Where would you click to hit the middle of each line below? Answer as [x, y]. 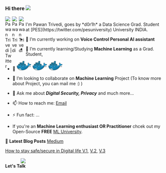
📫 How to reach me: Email [39, 103]
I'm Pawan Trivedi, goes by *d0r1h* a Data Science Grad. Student [92, 24]
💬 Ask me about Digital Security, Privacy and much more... [73, 93]
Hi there [15, 8]
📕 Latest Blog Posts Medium [34, 141]
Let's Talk [15, 166]
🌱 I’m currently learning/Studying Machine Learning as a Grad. [90, 49]
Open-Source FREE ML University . [47, 132]
